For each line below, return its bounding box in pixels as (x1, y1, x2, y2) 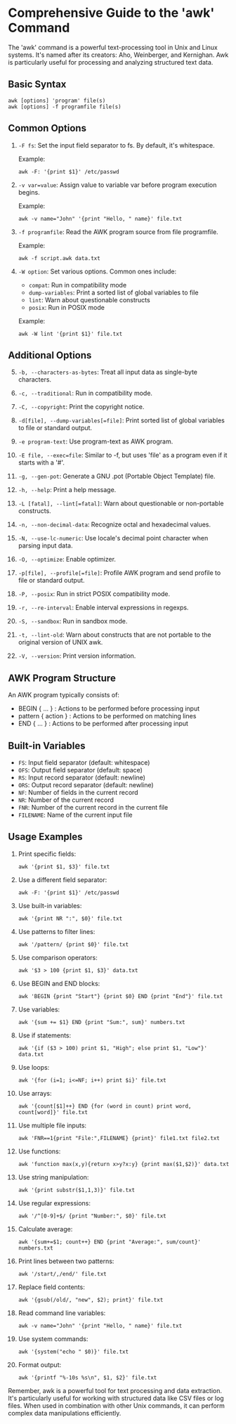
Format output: (18, 1360, 62, 1368)
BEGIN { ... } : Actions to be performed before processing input (18, 704, 200, 713)
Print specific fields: (18, 849, 77, 858)
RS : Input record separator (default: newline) (18, 773, 146, 782)
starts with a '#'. (18, 458, 65, 467)
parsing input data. (18, 541, 73, 550)
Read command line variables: (18, 1309, 106, 1317)
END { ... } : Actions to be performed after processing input (18, 719, 189, 728)
